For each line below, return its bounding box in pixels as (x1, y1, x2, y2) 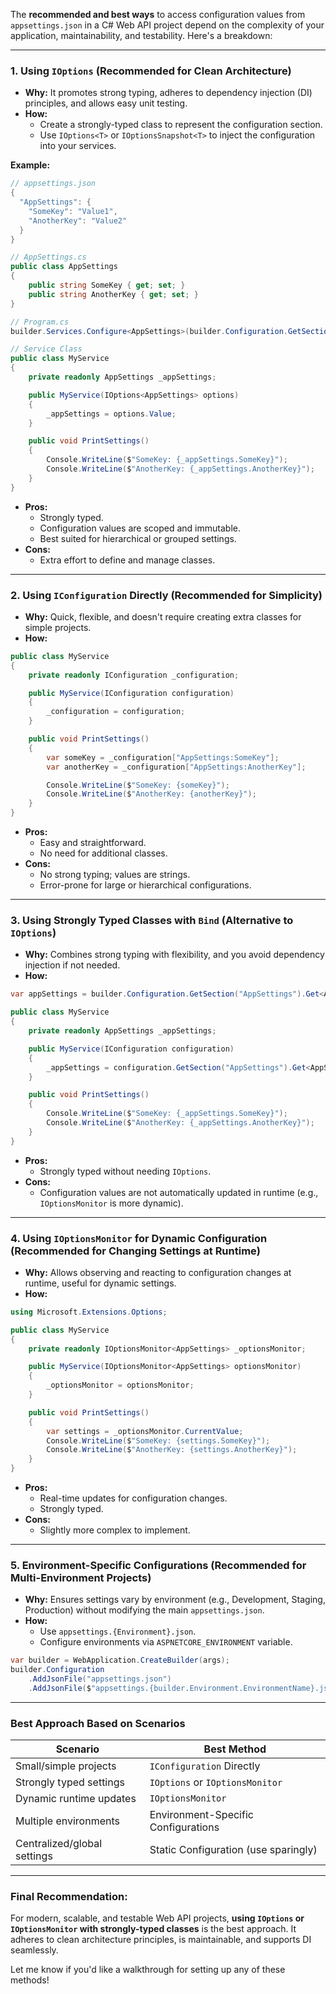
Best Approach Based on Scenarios (10, 1716, 186, 1730)
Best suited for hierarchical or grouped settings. (39, 532, 237, 544)
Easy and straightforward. (39, 837, 147, 849)
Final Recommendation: (10, 1890, 128, 1904)
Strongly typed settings (15, 1775, 125, 1789)
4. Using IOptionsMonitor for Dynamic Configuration (10, 1231, 268, 1245)
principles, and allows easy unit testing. (24, 97, 188, 109)
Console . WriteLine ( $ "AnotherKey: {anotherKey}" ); (46, 789, 257, 799)
